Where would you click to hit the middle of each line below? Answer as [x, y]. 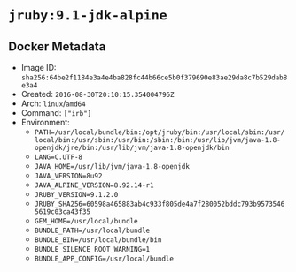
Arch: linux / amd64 [53, 103]
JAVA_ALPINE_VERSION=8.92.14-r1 [94, 185]
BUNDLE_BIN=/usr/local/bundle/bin [98, 240]
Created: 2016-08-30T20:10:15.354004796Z [97, 94]
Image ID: [39, 68]
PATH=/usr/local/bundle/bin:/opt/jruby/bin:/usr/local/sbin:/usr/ [160, 132]
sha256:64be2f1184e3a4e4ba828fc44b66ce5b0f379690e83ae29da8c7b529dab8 [154, 78]
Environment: [45, 122]
